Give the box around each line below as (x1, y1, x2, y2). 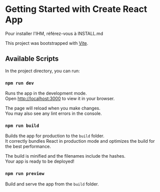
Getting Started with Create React (5, 3, 148, 15)
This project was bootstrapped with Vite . (5, 40, 88, 46)
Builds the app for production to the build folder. (5, 133, 105, 139)
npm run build (5, 123, 39, 128)
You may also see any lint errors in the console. (5, 110, 102, 116)
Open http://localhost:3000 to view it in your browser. (5, 96, 115, 101)
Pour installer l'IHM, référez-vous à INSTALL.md (5, 30, 103, 36)
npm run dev (5, 80, 34, 86)
